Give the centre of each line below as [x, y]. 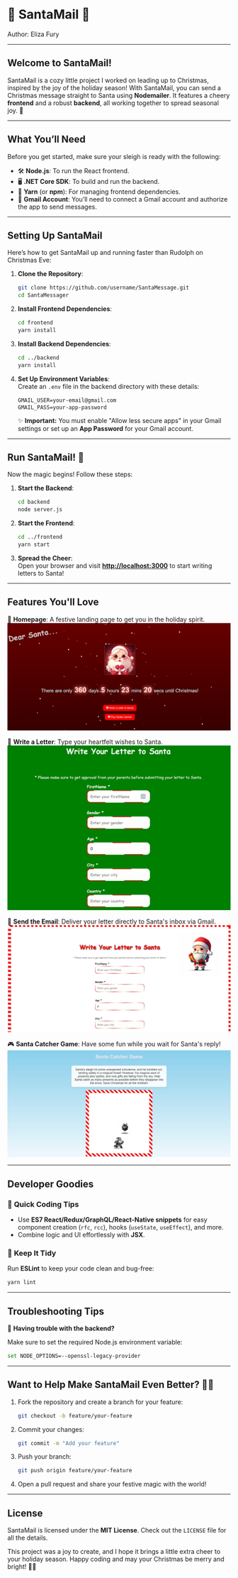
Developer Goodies [51, 1184]
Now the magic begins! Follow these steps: [70, 474]
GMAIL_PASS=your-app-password [62, 407]
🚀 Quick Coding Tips [43, 1204]
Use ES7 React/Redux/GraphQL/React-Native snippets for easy [112, 1220]
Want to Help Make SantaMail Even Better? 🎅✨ [111, 1385]
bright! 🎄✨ [22, 1567]
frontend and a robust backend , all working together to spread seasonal [113, 103]
